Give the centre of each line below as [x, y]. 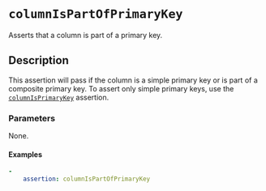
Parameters [32, 118]
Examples [26, 154]
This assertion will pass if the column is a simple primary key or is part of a [133, 80]
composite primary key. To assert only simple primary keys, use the [121, 88]
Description [39, 60]
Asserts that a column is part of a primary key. [86, 35]
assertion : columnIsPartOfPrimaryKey [87, 179]
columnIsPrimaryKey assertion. [59, 97]
